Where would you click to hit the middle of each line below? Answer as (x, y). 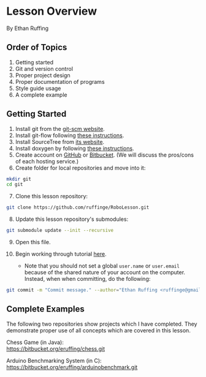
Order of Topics (37, 47)
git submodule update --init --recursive (60, 231)
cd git (15, 185)
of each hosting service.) (47, 161)
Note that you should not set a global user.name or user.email (102, 266)
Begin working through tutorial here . (61, 254)
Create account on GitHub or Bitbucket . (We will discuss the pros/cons (105, 155)
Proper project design (43, 75)
